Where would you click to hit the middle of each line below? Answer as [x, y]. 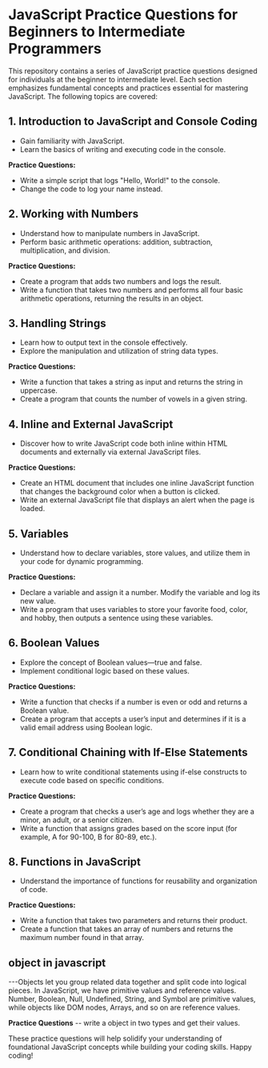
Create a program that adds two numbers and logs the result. [120, 281]
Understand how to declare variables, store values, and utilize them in [135, 553]
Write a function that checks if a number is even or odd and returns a [134, 702]
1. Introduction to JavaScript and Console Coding [133, 122]
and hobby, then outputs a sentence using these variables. [116, 618]
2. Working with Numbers [73, 214]
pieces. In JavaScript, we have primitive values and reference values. [122, 990]
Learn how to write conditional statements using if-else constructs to [133, 772]
